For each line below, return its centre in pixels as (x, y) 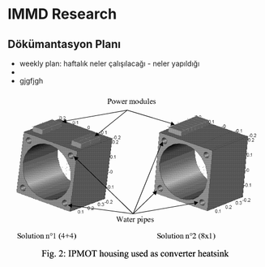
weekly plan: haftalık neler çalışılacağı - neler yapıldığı (109, 63)
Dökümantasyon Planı (64, 44)
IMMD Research (62, 14)
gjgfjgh (31, 81)
